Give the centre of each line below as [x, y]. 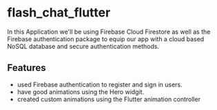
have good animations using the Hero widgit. [81, 91]
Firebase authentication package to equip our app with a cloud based [106, 38]
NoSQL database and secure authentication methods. [83, 46]
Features [27, 68]
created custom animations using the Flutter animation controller [109, 99]
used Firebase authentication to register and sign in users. [100, 85]
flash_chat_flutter [59, 13]
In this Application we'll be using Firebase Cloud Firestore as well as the [109, 32]
